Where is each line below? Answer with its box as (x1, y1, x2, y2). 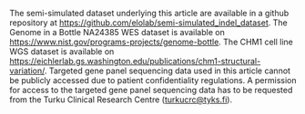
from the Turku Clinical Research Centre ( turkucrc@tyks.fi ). (9, 94, 233, 105)
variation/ (9, 65, 46, 76)
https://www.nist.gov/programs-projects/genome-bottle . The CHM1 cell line (9, 36, 293, 47)
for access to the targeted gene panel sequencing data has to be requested (9, 85, 293, 95)
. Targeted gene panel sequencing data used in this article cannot (44, 65, 291, 76)
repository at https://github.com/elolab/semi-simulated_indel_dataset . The (9, 17, 289, 28)
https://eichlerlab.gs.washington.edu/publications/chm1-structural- (9, 56, 261, 66)
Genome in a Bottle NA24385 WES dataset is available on (9, 27, 225, 37)
